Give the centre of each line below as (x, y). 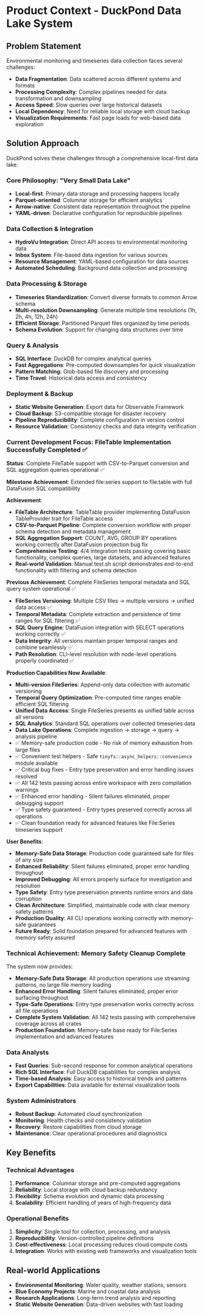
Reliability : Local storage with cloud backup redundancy (86, 1190)
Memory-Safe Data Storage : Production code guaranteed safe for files (104, 853)
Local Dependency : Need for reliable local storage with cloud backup (103, 111)
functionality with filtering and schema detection (76, 570)
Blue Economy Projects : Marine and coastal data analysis (88, 1291)
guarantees (42, 925)
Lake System (40, 23)
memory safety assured (45, 937)
